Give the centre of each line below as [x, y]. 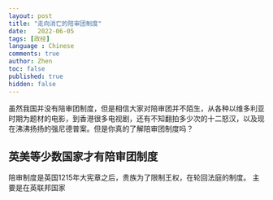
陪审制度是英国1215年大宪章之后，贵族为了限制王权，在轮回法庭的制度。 [130, 178]
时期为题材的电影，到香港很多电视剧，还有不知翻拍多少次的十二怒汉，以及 [133, 118]
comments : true [34, 54]
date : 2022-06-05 [41, 31]
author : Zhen [30, 62]
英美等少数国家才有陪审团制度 [83, 157]
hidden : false [32, 84]
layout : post [30, 16]
